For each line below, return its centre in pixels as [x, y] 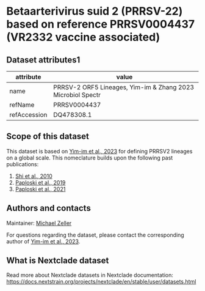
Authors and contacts [49, 208]
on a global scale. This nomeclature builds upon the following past [90, 158]
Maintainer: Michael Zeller [39, 223]
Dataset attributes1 [43, 60]
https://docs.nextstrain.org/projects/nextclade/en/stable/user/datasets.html [101, 282]
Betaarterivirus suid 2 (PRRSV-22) [95, 11]
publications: [23, 164]
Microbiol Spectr [77, 95]
